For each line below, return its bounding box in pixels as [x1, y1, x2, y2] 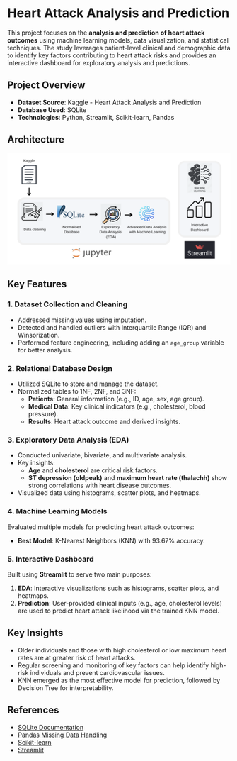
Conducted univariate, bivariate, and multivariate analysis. [17, 451, 187, 460]
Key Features [7, 278, 67, 290]
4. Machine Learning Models [7, 506, 108, 516]
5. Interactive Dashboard [7, 554, 94, 564]
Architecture [7, 133, 65, 146]
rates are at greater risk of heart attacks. [17, 653, 136, 662]
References [7, 704, 59, 716]
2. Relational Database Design [7, 363, 113, 373]
